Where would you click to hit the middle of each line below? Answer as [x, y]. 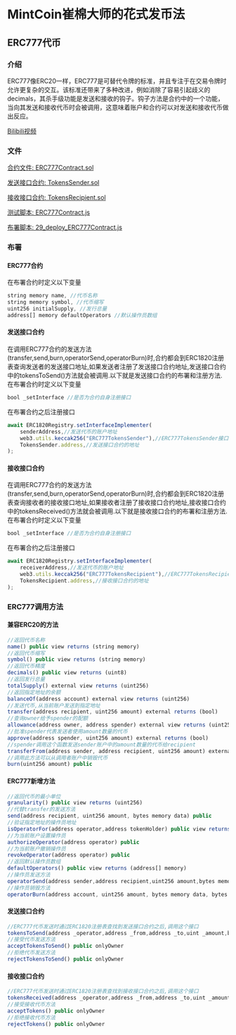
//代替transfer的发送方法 [41, 809]
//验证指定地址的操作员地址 [42, 823]
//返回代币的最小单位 [34, 796]
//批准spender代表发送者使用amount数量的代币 [67, 732]
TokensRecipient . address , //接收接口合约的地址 [84, 581]
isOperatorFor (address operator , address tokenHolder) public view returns [119, 829]
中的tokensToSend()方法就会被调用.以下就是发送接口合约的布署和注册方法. [115, 375]
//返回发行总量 [26, 679]
